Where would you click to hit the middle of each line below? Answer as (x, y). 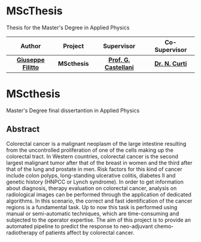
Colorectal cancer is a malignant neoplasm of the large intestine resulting (96, 143)
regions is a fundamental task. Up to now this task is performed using (92, 207)
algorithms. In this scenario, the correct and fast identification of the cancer (99, 201)
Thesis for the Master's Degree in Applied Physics (68, 27)
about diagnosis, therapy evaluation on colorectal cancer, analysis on (92, 188)
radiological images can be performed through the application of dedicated (99, 194)
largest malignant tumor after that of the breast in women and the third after (99, 163)
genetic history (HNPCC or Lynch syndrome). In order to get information (95, 182)
